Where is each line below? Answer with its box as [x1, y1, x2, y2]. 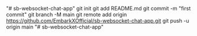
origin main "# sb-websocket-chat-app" [6, 23, 104, 30]
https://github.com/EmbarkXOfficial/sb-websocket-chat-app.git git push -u [6, 17, 189, 24]
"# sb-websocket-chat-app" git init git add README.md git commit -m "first [6, 5, 191, 12]
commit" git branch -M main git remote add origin [6, 11, 127, 18]
